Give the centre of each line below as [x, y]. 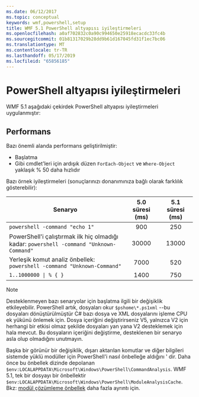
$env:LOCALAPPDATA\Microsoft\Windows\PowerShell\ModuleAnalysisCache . [94, 382]
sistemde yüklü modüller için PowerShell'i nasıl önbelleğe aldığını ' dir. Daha [98, 357]
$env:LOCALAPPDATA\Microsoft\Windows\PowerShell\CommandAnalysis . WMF [96, 369]
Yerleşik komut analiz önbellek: [52, 260]
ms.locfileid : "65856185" [38, 61]
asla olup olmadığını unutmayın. [45, 339]
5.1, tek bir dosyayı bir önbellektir [46, 376]
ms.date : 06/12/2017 [32, 12]
